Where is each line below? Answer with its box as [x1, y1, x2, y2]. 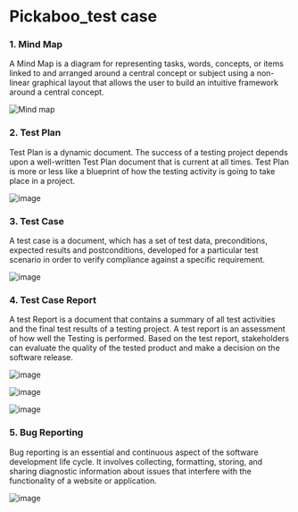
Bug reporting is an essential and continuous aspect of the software [9, 447, 259, 457]
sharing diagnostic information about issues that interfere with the [9, 466, 252, 476]
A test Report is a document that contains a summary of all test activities [9, 315, 276, 325]
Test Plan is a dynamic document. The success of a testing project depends [9, 147, 288, 157]
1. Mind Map [9, 38, 62, 51]
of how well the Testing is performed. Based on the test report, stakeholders [9, 333, 290, 344]
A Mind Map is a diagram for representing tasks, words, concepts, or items [9, 58, 284, 69]
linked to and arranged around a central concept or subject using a [9, 68, 255, 79]
